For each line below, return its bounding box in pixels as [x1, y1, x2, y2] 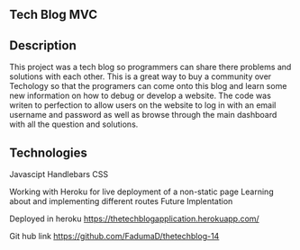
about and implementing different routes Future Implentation [9, 196, 233, 207]
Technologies [9, 145, 88, 160]
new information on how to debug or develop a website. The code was [9, 90, 272, 102]
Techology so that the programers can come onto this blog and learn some [9, 81, 287, 92]
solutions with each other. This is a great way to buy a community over [9, 71, 272, 82]
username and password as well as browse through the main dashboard [9, 110, 277, 121]
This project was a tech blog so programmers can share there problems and [9, 62, 292, 73]
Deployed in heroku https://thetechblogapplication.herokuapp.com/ [9, 213, 259, 224]
